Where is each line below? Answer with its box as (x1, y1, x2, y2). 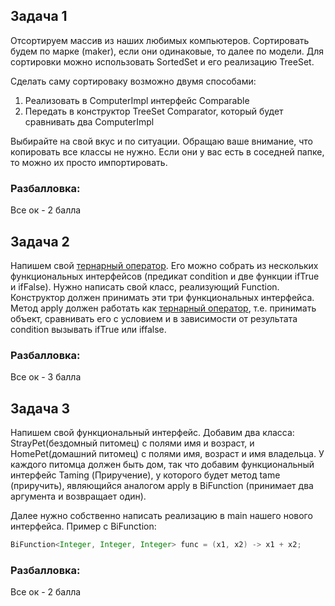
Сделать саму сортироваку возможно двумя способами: (10, 75, 257, 87)
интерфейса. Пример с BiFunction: (10, 520, 157, 533)
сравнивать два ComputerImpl (24, 115, 155, 128)
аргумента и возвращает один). (10, 490, 147, 503)
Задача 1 (10, 8, 68, 25)
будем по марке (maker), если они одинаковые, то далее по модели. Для (10, 45, 324, 57)
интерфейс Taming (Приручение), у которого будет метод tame (10, 469, 281, 481)
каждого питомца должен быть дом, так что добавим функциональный (10, 459, 315, 471)
